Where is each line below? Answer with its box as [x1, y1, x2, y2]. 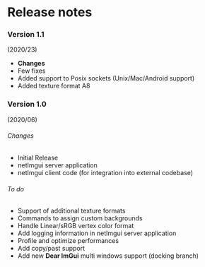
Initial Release [17, 153, 59, 162]
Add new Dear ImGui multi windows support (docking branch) [17, 251, 199, 260]
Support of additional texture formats [17, 206, 126, 215]
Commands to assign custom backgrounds [17, 214, 143, 222]
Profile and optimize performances [17, 237, 119, 245]
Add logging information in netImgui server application [17, 229, 177, 237]
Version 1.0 [7, 100, 47, 109]
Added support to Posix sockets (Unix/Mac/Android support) [17, 74, 195, 83]
